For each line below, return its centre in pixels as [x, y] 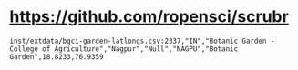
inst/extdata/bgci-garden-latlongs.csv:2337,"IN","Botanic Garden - [142, 41]
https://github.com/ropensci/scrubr [149, 17]
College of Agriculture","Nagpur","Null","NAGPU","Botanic [124, 49]
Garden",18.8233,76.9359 [57, 56]
